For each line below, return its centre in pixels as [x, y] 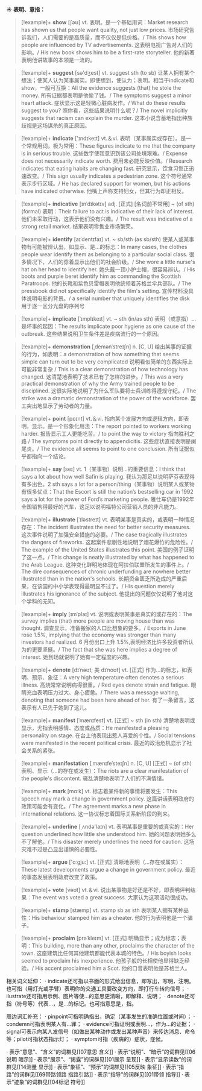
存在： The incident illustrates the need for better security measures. [106, 527]
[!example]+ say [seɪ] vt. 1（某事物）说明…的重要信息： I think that [103, 469]
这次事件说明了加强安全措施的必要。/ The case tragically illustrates [104, 535]
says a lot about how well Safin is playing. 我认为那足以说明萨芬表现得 [108, 476]
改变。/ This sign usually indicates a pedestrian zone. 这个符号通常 [109, 176]
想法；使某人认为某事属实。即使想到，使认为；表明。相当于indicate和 [108, 80]
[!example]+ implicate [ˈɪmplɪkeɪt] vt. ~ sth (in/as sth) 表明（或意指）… [109, 319]
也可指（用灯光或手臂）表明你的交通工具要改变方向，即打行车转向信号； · [97, 989]
